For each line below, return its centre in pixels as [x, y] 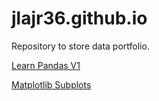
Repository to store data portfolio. [80, 46]
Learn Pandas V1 [46, 65]
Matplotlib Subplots [51, 84]
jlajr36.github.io [79, 18]
